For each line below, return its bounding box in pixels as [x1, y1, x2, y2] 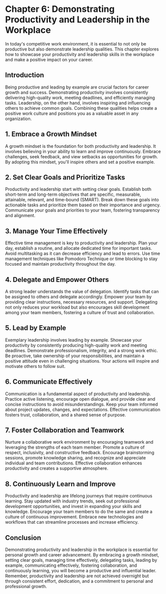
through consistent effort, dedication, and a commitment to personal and [5, 578, 153, 584]
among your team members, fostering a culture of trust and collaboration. [5, 310, 155, 315]
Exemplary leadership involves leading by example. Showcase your [5, 337, 142, 343]
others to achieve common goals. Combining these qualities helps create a [5, 105, 157, 111]
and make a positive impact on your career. [5, 56, 93, 62]
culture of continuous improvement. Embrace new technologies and [5, 514, 143, 520]
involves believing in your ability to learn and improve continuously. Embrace [5, 148, 162, 154]
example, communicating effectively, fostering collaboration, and [5, 562, 137, 568]
